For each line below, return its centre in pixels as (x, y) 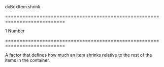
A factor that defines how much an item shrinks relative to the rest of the (79, 55)
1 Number (15, 31)
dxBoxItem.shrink (23, 7)
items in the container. (28, 60)
